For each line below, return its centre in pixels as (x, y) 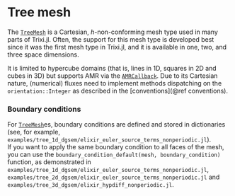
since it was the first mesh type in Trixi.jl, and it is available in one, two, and (117, 47)
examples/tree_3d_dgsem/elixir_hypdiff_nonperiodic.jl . (91, 185)
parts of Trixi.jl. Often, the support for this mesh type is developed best (111, 39)
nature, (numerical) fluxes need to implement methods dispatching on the (115, 83)
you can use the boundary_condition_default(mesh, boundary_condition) (114, 155)
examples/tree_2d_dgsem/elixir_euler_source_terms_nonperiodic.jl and (114, 177)
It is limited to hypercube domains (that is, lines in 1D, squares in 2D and (112, 68)
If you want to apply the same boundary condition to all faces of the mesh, (116, 147)
